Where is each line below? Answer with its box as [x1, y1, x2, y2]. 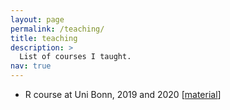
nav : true [10, 61, 52, 71]
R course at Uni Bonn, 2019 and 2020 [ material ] [24, 89, 222, 100]
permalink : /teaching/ [10, 24, 105, 34]
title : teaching [10, 33, 78, 43]
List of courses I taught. [19, 52, 132, 62]
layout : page [10, 14, 65, 25]
